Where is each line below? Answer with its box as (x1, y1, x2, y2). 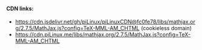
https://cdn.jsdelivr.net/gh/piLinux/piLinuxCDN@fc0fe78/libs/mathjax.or (15, 18, 196, 25)
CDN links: (6, 5, 34, 12)
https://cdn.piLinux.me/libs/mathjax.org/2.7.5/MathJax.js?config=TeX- (15, 31, 191, 39)
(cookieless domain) (141, 25, 192, 32)
